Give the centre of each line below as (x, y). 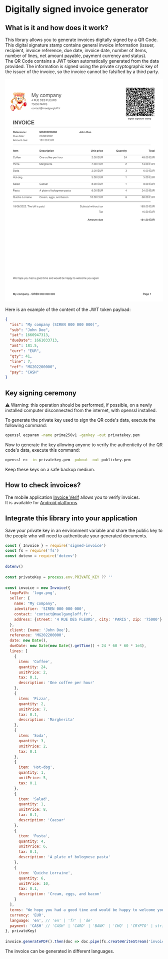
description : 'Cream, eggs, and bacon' (60, 894)
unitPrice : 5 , (33, 778)
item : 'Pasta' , (34, 836)
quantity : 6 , (32, 878)
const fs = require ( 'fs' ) (32, 551)
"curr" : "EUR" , (25, 351)
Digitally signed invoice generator (77, 9)
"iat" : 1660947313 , (30, 335)
